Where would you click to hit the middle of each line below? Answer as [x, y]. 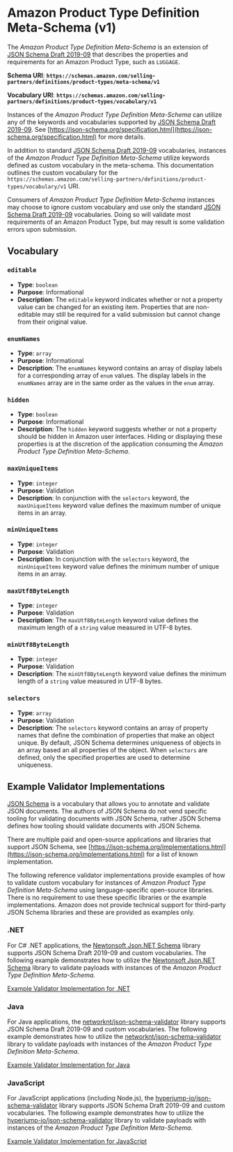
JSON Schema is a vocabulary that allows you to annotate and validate [109, 803]
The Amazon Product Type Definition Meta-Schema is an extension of [108, 47]
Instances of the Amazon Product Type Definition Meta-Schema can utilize [115, 114]
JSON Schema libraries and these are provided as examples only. [101, 912]
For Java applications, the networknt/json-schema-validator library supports [116, 1022]
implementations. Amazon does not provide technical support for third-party [116, 904]
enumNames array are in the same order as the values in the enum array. [116, 382]
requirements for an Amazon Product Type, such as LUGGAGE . [94, 61]
